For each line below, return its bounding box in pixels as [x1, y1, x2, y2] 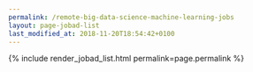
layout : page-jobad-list [8, 21, 100, 30]
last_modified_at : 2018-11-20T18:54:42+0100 [8, 29, 175, 38]
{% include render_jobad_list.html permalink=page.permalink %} [8, 54, 245, 64]
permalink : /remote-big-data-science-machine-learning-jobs [8, 12, 235, 22]
